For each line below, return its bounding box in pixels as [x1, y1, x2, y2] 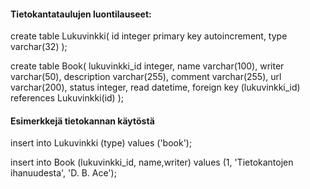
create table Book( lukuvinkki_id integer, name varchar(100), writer [10, 60, 285, 72]
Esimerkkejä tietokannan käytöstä [10, 115, 155, 127]
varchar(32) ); [10, 41, 68, 53]
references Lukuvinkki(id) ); [10, 92, 124, 104]
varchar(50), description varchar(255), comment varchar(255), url [10, 71, 282, 83]
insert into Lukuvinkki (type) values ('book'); [10, 137, 193, 149]
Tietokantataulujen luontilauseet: [10, 8, 152, 20]
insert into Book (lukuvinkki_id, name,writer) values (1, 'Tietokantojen [10, 156, 294, 169]
